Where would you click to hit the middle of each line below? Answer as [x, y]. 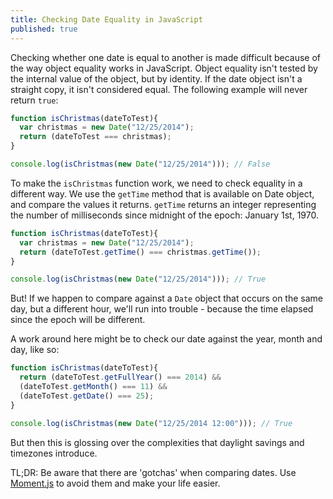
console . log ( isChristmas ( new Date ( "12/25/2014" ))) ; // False [140, 164]
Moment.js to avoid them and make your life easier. [115, 483]
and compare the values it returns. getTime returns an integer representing [163, 204]
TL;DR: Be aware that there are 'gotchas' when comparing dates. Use [153, 472]
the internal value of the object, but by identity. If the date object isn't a [156, 78]
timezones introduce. [54, 453]
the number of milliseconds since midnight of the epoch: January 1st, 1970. [164, 215]
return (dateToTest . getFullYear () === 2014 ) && [120, 377]
